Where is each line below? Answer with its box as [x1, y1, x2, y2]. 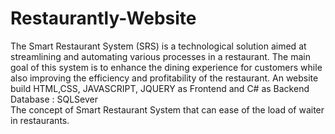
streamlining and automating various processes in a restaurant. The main [10, 50, 312, 62]
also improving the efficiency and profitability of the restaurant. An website [10, 72, 319, 84]
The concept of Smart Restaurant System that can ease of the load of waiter [10, 103, 325, 116]
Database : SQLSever [10, 93, 99, 105]
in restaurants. [10, 114, 70, 126]
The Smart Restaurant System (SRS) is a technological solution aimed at [10, 40, 307, 52]
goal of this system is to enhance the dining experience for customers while [10, 61, 323, 73]
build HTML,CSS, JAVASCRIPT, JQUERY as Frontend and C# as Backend [10, 82, 310, 94]
